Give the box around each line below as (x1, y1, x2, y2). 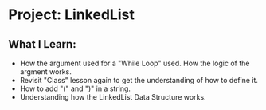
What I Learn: (8, 37, 77, 51)
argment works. (19, 67, 72, 77)
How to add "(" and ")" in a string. (19, 84, 131, 93)
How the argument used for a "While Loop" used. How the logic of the (19, 58, 250, 68)
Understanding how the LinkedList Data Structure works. (19, 92, 206, 101)
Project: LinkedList (8, 6, 135, 24)
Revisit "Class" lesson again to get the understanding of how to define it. (19, 76, 259, 84)
